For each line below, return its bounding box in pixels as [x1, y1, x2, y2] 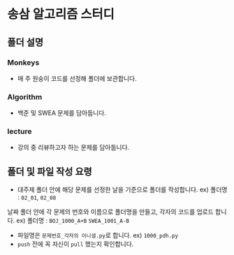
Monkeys [7, 57, 40, 67]
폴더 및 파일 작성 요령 [7, 165, 92, 178]
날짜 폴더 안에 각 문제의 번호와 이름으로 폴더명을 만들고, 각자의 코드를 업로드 [7, 208, 214, 216]
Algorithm [7, 92, 43, 102]
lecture [7, 127, 32, 137]
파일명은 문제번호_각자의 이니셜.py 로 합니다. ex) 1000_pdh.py [17, 231, 179, 240]
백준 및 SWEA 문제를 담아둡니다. [17, 109, 107, 117]
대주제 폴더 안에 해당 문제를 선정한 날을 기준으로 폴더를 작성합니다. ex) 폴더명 [17, 185, 228, 194]
